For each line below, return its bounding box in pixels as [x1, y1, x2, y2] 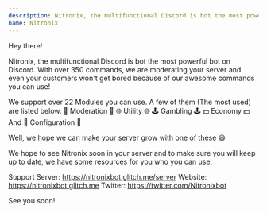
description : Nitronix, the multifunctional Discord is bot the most [8, 11, 244, 20]
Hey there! [8, 41, 43, 50]
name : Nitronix [8, 19, 59, 27]
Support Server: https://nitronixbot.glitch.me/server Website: [8, 172, 207, 181]
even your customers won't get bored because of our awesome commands [8, 73, 255, 83]
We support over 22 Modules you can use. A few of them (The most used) [8, 97, 252, 106]
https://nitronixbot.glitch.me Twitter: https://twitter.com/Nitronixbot [8, 180, 227, 190]
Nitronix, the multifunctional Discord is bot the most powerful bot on [8, 56, 230, 66]
